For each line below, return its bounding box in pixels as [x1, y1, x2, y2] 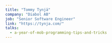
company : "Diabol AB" [5, 12, 51, 17]
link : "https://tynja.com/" [5, 21, 65, 26]
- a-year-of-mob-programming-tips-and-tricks [10, 30, 107, 35]
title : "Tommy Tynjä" [5, 7, 51, 12]
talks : [5, 26, 19, 31]
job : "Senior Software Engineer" [5, 16, 76, 21]
